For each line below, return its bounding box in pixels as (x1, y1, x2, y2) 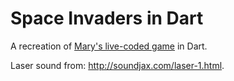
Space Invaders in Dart (10, 7, 204, 30)
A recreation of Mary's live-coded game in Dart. (10, 40, 208, 52)
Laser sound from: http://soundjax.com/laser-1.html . (10, 59, 225, 71)
